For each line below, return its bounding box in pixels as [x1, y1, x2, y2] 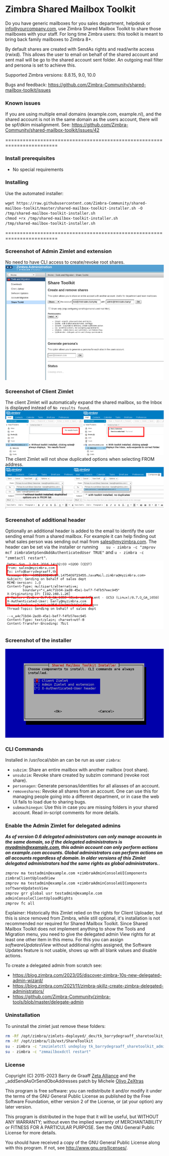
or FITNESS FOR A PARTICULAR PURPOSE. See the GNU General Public [5, 1124, 155, 1130]
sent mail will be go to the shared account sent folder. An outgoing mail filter [5, 56, 163, 63]
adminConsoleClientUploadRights [5, 896, 73, 901]
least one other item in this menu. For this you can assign [5, 937, 124, 943]
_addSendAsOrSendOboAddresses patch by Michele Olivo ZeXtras [5, 1078, 144, 1084]
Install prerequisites [5, 155, 55, 162]
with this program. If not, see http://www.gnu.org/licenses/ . [5, 1145, 128, 1151]
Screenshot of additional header [5, 516, 86, 523]
